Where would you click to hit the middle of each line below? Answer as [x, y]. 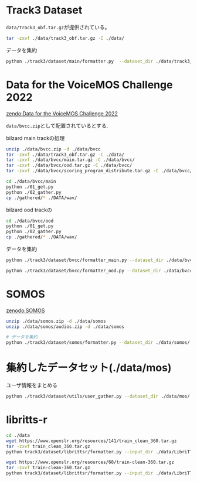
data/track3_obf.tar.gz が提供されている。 [58, 27]
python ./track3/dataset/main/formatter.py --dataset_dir [80, 61]
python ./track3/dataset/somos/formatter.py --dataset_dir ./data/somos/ [98, 343]
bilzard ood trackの [29, 210]
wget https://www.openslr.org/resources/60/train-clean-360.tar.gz [90, 462]
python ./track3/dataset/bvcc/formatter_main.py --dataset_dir [85, 260]
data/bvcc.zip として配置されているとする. [57, 125]
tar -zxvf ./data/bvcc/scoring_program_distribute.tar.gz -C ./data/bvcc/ [99, 171]
